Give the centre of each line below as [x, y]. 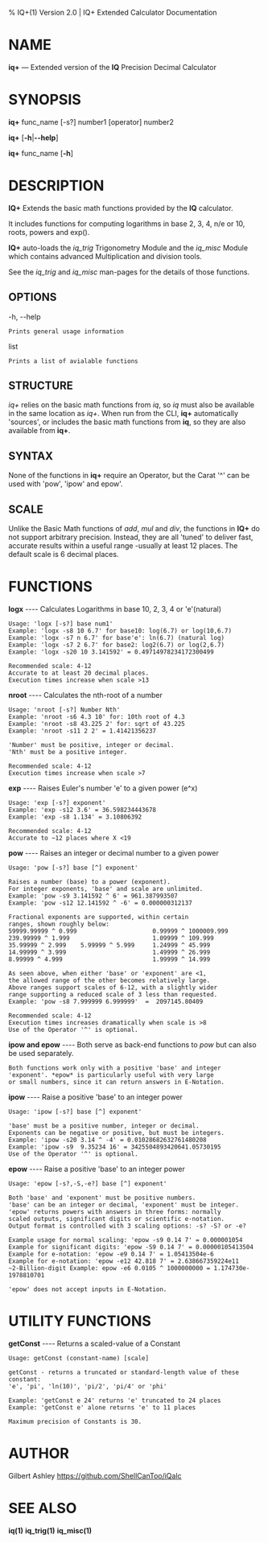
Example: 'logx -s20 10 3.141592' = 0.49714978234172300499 [111, 652]
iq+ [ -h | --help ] [33, 138]
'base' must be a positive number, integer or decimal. [104, 1126]
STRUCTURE [41, 386]
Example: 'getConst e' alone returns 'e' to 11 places [102, 1407]
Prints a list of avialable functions [73, 361]
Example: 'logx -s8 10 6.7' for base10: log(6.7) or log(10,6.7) [120, 631]
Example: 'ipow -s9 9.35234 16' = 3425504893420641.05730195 [115, 1147]
